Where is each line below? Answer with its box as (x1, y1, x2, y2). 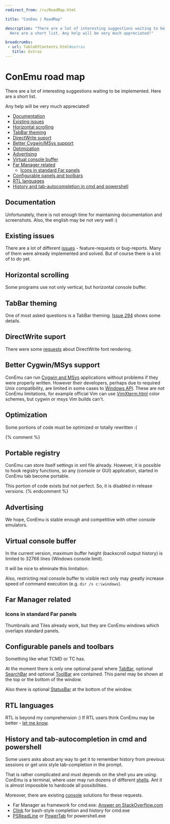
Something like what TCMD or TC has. (5, 656, 86, 662)
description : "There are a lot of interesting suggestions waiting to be (5, 26, 165, 31)
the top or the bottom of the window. (5, 676, 82, 683)
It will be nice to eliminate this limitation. (5, 565, 89, 571)
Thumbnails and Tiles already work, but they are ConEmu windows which (5, 622, 159, 628)
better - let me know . (5, 720, 49, 726)
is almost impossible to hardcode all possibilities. (5, 782, 108, 788)
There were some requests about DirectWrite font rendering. (5, 346, 132, 352)
